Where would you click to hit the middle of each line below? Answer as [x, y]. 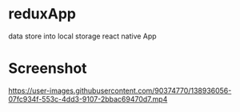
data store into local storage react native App [83, 36]
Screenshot [48, 68]
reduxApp [42, 14]
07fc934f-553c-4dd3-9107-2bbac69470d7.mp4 [88, 99]
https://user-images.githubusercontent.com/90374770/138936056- [120, 90]
